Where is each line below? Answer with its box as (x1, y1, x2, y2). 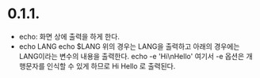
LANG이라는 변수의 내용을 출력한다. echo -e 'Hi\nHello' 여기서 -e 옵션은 (18, 51, 245, 61)
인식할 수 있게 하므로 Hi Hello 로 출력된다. (46, 61, 176, 71)
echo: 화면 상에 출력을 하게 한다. (18, 32, 120, 41)
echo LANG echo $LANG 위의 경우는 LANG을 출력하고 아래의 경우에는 (18, 41, 240, 51)
